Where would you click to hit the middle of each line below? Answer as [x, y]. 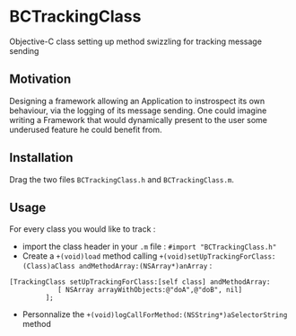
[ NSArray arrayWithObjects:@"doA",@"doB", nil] [150, 290]
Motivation [40, 80]
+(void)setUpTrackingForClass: [218, 257]
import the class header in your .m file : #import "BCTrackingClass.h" [149, 247]
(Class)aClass [48, 267]
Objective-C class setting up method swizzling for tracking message [136, 41]
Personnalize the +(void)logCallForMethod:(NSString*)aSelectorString [155, 314]
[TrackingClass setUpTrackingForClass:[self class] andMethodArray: [140, 282]
